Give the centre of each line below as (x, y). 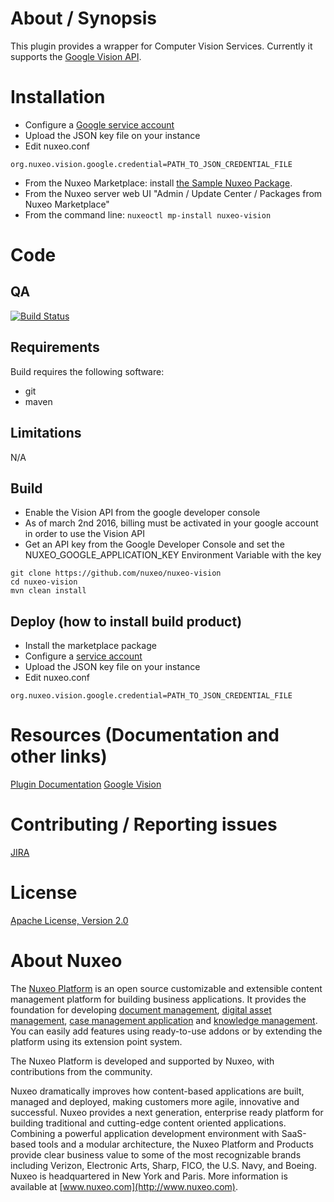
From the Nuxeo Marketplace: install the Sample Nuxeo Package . (158, 183)
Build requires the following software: (87, 371)
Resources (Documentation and (145, 735)
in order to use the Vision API (85, 534)
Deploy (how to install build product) (126, 621)
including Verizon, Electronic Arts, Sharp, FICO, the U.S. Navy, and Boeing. (163, 1165)
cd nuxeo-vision (44, 582)
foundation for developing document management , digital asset (141, 1009)
